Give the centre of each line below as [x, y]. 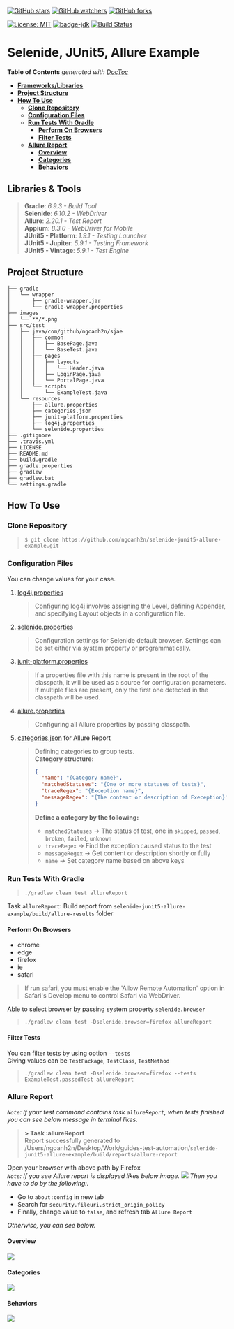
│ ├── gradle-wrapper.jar [54, 300]
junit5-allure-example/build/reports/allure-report [101, 1154]
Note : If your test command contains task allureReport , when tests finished [116, 1112]
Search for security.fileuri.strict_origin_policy [91, 1204]
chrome [28, 945]
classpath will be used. [68, 697]
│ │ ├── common [36, 337]
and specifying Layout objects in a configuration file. [110, 613]
